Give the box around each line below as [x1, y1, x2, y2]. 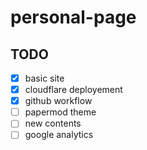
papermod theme [24, 106, 97, 118]
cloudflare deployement [24, 84, 123, 96]
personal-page [10, 6, 137, 29]
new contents [24, 117, 82, 130]
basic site [24, 72, 65, 84]
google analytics [24, 129, 94, 141]
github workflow [24, 95, 93, 107]
